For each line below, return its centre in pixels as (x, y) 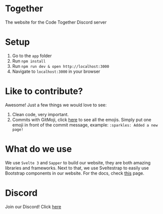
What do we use (38, 149)
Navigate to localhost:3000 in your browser (56, 71)
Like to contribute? (44, 91)
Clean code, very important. (40, 114)
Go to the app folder (32, 56)
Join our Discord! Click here (33, 207)
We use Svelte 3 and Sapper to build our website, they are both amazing (78, 162)
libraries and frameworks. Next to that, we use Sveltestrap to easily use (77, 168)
